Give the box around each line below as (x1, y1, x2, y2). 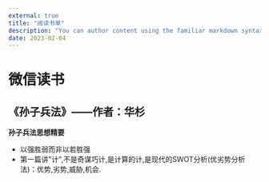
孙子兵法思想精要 (8, 128, 65, 137)
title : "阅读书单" (8, 19, 66, 27)
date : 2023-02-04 (8, 34, 66, 42)
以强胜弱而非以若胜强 (19, 144, 90, 154)
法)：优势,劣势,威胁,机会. (19, 164, 102, 174)
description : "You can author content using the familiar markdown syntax (8, 26, 263, 34)
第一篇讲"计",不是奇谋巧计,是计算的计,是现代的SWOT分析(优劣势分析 (19, 155, 246, 164)
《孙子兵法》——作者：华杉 (8, 105, 146, 118)
